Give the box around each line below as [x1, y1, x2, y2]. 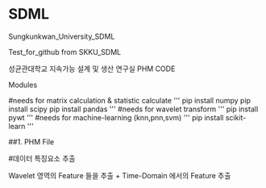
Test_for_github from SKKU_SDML [8, 47, 122, 56]
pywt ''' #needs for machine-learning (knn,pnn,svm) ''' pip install [8, 112, 224, 122]
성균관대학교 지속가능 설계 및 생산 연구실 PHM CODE [8, 64, 176, 73]
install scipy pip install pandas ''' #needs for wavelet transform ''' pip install [8, 104, 259, 114]
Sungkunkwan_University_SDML [8, 31, 115, 41]
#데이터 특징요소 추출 [8, 153, 76, 163]
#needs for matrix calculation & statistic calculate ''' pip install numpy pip [8, 95, 251, 105]
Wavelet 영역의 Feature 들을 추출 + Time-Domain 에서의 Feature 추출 [8, 170, 231, 180]
